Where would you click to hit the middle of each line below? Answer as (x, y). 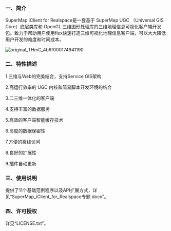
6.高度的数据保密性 (25, 131)
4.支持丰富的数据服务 (28, 109)
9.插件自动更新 (21, 163)
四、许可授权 (21, 211)
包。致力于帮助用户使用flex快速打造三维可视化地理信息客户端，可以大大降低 (86, 33)
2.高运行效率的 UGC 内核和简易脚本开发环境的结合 (59, 87)
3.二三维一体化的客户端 (30, 98)
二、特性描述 (21, 64)
